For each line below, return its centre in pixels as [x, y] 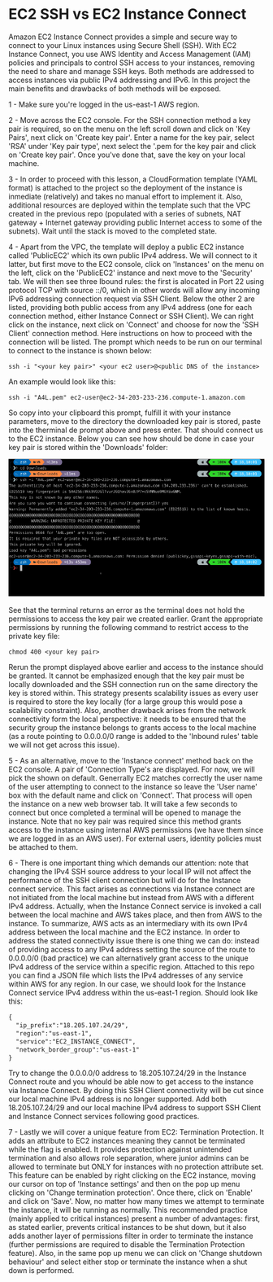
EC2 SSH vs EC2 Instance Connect [128, 14]
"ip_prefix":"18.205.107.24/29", [72, 1026]
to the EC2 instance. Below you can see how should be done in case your [131, 438]
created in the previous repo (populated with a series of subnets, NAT [125, 213]
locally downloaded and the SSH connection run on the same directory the [133, 685]
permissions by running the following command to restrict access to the [129, 628]
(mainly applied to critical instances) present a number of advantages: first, [134, 1219]
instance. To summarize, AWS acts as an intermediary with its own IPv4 [128, 924]
